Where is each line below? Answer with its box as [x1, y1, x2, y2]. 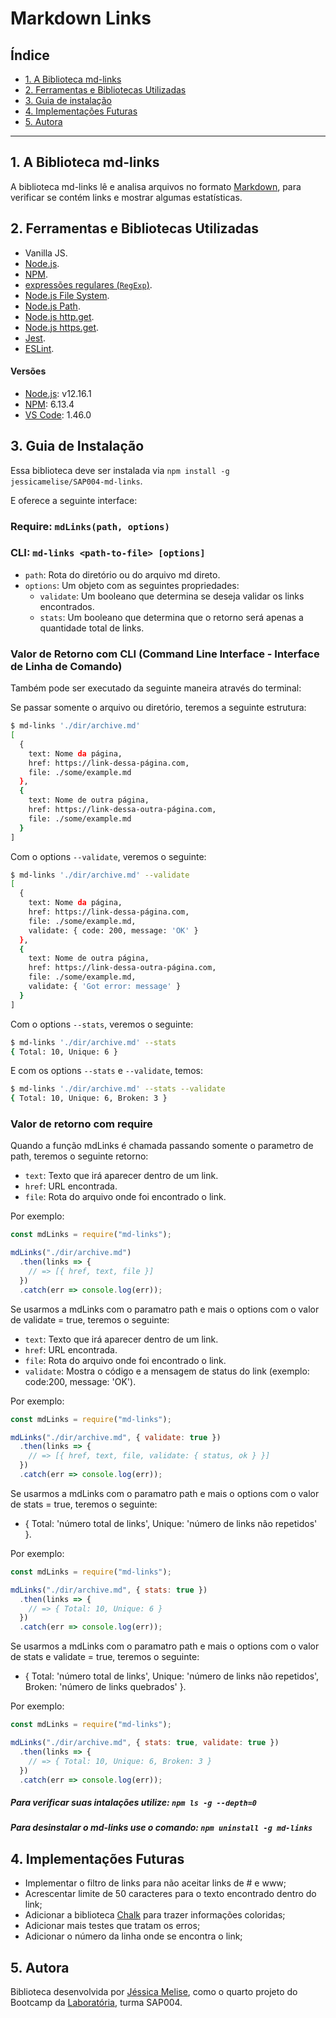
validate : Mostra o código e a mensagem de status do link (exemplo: [24, 1365, 310, 1377]
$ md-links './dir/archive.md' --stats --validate [10, 1084, 226, 1094]
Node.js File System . [24, 289, 110, 301]
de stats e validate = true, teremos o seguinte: [10, 1651, 200, 1663]
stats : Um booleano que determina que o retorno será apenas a [39, 611, 304, 623]
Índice [10, 47, 50, 64]
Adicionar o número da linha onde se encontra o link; [24, 1930, 243, 1942]
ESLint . [24, 342, 55, 354]
